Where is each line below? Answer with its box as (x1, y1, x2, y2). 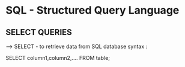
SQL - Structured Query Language (5, 4, 180, 17)
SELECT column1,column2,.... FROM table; (5, 55, 111, 61)
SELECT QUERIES (5, 27, 73, 37)
